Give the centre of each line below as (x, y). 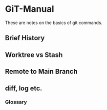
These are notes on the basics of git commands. (54, 23)
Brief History (25, 38)
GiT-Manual (30, 9)
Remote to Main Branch (41, 71)
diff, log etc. (24, 88)
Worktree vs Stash (34, 55)
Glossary (16, 102)
